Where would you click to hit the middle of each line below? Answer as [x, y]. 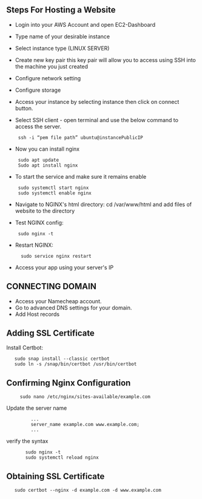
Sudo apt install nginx [48, 165]
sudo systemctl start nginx [53, 188]
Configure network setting [48, 78]
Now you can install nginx [47, 149]
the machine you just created [52, 66]
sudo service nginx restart [56, 256]
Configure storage [38, 90]
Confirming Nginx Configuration [69, 383]
